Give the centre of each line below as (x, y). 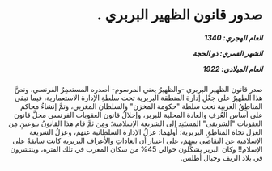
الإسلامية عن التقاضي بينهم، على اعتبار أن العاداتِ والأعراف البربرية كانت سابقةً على (138, 141)
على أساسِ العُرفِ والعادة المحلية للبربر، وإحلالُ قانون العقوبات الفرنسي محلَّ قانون (138, 115)
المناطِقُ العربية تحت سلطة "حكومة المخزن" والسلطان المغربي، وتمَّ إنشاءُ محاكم (142, 106)
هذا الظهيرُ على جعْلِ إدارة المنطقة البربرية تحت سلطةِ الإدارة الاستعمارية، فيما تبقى (138, 98)
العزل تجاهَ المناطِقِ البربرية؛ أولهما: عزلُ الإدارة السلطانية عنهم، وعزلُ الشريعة (146, 132)
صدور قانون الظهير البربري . (180, 15)
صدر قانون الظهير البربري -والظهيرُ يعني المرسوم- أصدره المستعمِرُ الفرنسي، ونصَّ (138, 90)
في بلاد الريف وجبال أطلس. (221, 158)
